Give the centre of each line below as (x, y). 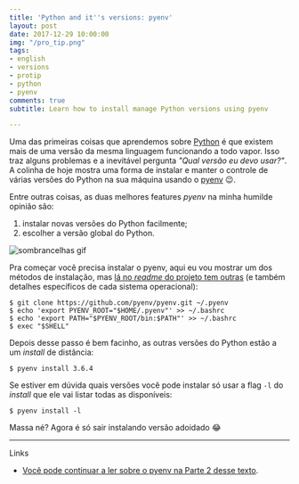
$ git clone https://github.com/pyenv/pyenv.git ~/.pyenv (119, 303)
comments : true (37, 100)
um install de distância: (52, 352)
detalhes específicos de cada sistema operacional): (104, 287)
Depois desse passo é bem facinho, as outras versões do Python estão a (143, 343)
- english (28, 59)
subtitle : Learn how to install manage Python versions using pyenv (139, 109)
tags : (19, 51)
